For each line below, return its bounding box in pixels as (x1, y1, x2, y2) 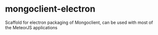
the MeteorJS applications (5, 24, 57, 30)
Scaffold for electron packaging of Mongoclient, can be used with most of (5, 19, 153, 25)
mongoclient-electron (5, 3, 96, 15)
